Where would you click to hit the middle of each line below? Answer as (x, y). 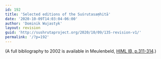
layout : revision (23, 28)
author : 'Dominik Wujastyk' (34, 23)
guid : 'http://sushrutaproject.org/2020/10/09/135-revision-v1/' (73, 32)
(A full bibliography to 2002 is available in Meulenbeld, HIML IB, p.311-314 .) (81, 51)
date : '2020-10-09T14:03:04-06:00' (41, 19)
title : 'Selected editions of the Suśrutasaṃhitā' (58, 14)
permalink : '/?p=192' (27, 37)
